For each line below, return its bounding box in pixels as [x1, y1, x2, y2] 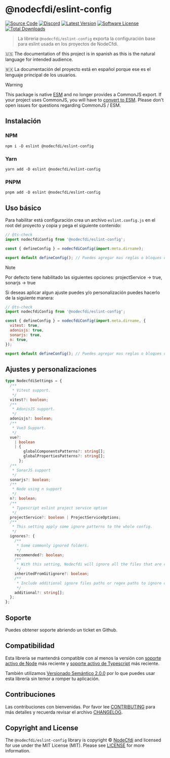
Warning [5, 81, 23, 88]
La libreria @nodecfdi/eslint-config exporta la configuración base [17, 35, 156, 41]
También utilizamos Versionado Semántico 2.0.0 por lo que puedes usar [5, 670, 155, 676]
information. [5, 748, 31, 754]
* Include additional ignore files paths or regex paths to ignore [16, 580, 162, 585]
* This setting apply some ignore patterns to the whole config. [12, 524, 153, 529]
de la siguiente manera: [5, 294, 54, 301]
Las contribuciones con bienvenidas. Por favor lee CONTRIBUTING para [5, 703, 155, 709]
